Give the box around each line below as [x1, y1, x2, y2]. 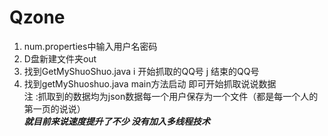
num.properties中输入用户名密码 [23, 40, 158, 52]
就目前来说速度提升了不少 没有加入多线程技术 [23, 115, 211, 127]
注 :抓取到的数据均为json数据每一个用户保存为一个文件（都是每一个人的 [23, 90, 319, 102]
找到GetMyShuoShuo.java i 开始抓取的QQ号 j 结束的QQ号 [23, 65, 260, 77]
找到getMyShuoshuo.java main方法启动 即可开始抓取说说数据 [23, 77, 277, 90]
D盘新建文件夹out [23, 52, 97, 65]
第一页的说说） [23, 102, 86, 115]
